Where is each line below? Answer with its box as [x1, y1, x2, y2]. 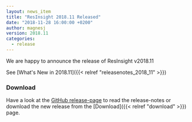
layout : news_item [6, 8, 51, 15]
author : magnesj [6, 25, 46, 31]
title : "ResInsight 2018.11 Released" [6, 14, 101, 20]
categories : [6, 36, 35, 42]
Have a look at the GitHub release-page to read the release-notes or [6, 97, 171, 104]
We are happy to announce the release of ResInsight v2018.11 [6, 57, 154, 65]
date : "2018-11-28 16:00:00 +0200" [6, 19, 93, 25]
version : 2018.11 [6, 30, 49, 36]
